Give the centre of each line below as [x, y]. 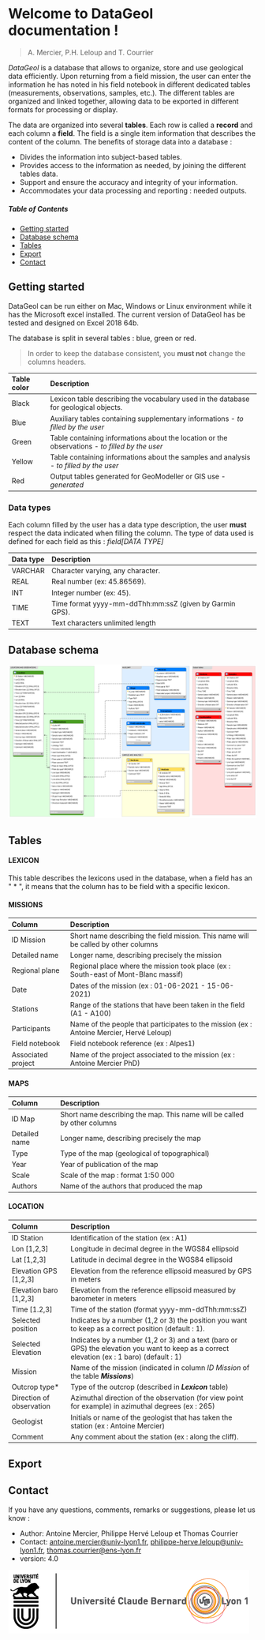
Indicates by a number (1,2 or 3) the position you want [159, 1320]
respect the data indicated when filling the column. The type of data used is [131, 533]
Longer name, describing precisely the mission [146, 955]
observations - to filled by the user [106, 446]
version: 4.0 [39, 1558]
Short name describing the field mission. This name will [159, 936]
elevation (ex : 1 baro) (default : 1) [126, 1357]
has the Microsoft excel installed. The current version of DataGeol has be [127, 314]
